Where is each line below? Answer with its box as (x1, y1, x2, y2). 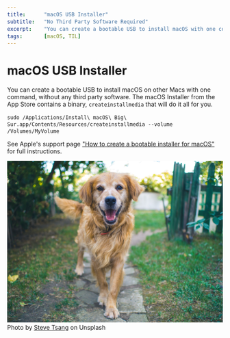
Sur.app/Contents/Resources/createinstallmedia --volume (7, 121, 173, 128)
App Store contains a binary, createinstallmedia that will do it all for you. (7, 100, 214, 109)
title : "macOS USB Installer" (7, 11, 109, 18)
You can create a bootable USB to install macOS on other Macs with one (7, 86, 211, 94)
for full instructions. (7, 147, 62, 155)
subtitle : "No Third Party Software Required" (7, 18, 149, 25)
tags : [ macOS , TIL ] (7, 33, 81, 40)
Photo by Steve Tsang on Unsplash (7, 324, 106, 332)
